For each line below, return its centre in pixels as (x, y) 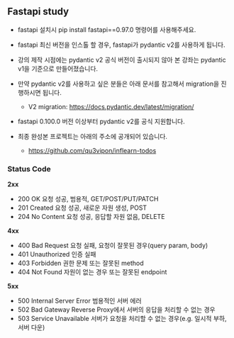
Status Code (29, 169)
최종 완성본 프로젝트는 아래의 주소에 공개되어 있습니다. (93, 136)
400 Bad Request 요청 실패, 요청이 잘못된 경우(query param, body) (113, 246)
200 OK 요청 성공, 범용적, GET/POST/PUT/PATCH (88, 199)
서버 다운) (31, 327)
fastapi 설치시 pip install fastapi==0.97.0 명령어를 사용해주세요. (107, 29)
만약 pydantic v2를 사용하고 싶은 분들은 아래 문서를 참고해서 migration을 (118, 84)
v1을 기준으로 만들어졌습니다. (57, 68)
